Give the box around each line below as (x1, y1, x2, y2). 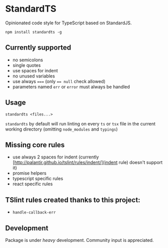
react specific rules (12, 181, 53, 187)
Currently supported (5, 44, 72, 52)
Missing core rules (5, 140, 65, 149)
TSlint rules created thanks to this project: (5, 195, 140, 204)
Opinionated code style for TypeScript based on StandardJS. (5, 20, 132, 26)
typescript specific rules (12, 176, 64, 182)
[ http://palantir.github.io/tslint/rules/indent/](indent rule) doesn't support (12, 159, 163, 166)
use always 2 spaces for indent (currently (12, 154, 99, 160)
